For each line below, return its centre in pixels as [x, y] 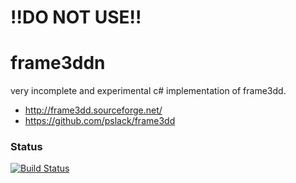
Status [26, 147]
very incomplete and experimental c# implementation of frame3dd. [148, 91]
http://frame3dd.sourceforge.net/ [93, 110]
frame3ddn [58, 63]
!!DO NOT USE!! [76, 17]
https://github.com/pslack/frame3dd [100, 121]
